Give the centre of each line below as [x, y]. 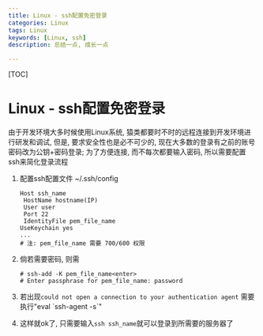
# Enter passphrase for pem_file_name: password [101, 281]
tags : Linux [28, 30]
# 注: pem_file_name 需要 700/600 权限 [82, 244]
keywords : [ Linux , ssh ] [47, 38]
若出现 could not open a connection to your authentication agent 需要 [137, 296]
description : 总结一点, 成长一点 [58, 45]
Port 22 [36, 214]
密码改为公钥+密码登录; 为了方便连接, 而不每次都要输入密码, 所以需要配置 [127, 152]
